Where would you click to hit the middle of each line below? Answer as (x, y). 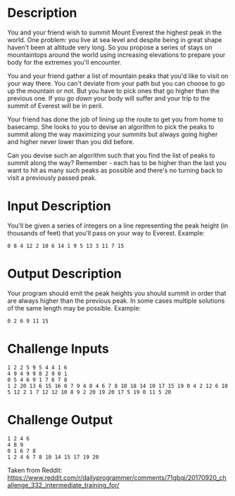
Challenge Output (60, 420)
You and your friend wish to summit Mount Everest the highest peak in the (115, 32)
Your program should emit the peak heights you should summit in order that (117, 293)
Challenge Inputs (58, 348)
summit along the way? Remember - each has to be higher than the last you (117, 162)
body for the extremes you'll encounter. (64, 62)
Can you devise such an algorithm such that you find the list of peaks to (112, 155)
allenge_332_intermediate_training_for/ (63, 485)
